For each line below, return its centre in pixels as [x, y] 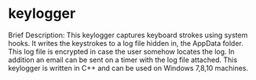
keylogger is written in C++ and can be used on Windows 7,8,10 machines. [128, 68]
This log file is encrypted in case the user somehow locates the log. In [121, 51]
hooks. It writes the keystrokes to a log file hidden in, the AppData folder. [126, 43]
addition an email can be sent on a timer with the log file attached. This [123, 60]
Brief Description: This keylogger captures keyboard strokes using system [128, 35]
